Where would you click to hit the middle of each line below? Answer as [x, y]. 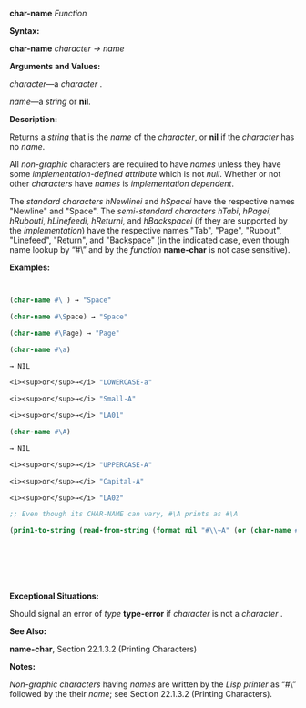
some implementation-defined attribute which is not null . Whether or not [145, 174]
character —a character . [56, 84]
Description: [33, 119]
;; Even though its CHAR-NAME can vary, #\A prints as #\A [124, 515]
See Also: [28, 631]
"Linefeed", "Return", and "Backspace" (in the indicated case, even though [149, 240]
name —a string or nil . [50, 101]
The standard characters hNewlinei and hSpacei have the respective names [153, 201]
